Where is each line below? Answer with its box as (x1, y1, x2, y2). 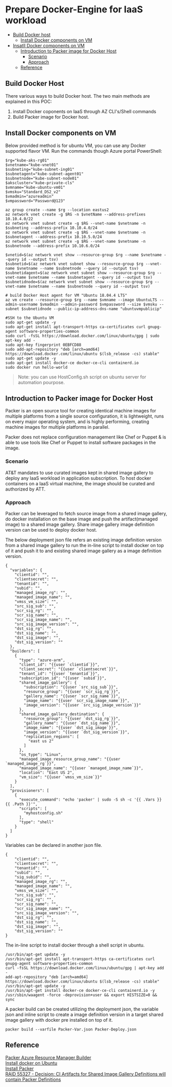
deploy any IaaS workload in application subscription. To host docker (5, 475, 151, 481)
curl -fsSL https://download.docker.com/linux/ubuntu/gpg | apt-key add (5, 965, 164, 970)
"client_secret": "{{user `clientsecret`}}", (18, 666, 118, 672)
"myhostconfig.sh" (24, 810, 63, 816)
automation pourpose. (17, 379, 65, 385)
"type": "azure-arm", (18, 657, 66, 663)
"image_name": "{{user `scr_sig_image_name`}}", (24, 698, 130, 703)
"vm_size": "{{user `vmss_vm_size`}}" (18, 774, 102, 780)
